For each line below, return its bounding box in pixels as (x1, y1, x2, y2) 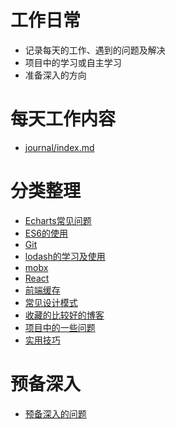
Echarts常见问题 (24, 214, 92, 226)
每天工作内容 (10, 108, 117, 131)
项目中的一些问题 (24, 321, 96, 333)
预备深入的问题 (24, 407, 87, 420)
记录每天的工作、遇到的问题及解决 (24, 44, 166, 56)
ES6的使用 (24, 227, 68, 239)
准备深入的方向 (24, 69, 87, 81)
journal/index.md (24, 141, 95, 153)
